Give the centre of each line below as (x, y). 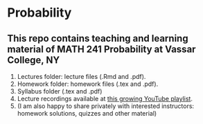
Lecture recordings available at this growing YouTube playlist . (105, 99)
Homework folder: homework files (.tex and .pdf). (88, 84)
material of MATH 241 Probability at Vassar (101, 49)
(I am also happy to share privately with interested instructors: (106, 106)
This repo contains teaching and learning (98, 38)
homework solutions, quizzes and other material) (87, 113)
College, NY (34, 60)
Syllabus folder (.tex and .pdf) (60, 91)
